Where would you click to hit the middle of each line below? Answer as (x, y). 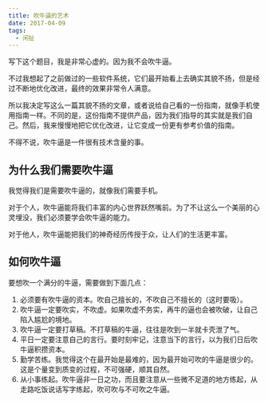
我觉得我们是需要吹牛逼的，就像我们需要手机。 (85, 191)
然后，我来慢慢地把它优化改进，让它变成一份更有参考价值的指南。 (130, 125)
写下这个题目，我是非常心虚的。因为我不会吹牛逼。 (92, 61)
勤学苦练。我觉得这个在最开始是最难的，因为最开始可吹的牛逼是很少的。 (138, 359)
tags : (17, 30)
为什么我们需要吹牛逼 (61, 169)
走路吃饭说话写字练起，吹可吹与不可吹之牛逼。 (97, 389)
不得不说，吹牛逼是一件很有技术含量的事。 (78, 142)
